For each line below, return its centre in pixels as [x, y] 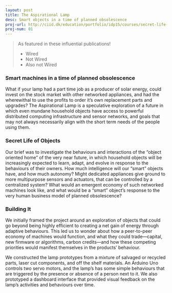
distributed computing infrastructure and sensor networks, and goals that [83, 117]
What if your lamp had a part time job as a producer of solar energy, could [83, 89]
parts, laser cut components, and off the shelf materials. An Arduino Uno [82, 263]
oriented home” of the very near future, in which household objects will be [84, 157]
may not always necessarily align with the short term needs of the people [83, 122]
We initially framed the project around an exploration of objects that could [83, 220]
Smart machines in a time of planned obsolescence [70, 78]
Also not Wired [41, 65]
